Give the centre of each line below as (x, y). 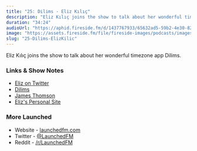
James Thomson (35, 96)
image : (14, 33)
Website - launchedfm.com (47, 130)
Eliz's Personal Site (38, 102)
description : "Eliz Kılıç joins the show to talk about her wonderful (94, 17)
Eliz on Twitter (32, 83)
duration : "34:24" (28, 22)
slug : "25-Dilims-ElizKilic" (42, 39)
